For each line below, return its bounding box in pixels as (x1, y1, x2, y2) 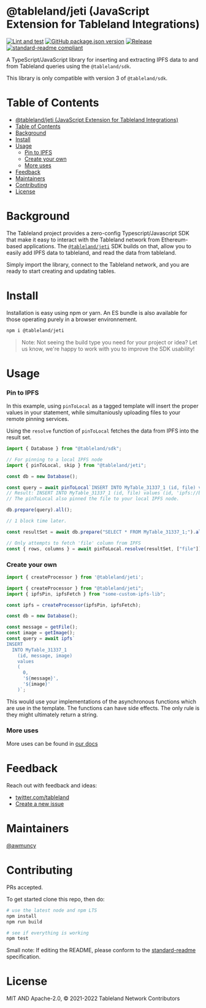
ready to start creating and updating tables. (6, 267, 116, 275)
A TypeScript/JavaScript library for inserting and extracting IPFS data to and (6, 56, 199, 63)
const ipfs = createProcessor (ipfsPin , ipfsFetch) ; (6, 602, 141, 608)
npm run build (6, 919, 43, 925)
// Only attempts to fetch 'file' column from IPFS (6, 540, 141, 546)
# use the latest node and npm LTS (6, 907, 97, 914)
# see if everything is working (6, 930, 89, 936)
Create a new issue (15, 800, 64, 808)
